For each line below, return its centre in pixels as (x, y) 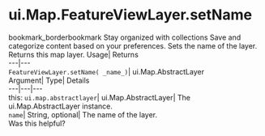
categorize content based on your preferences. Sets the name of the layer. (133, 45)
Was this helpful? (37, 123)
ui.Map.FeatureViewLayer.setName (130, 15)
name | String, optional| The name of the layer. (83, 114)
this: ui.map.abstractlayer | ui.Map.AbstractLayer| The (100, 97)
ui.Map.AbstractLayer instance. (61, 106)
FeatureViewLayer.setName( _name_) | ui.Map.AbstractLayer (107, 71)
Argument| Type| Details (49, 80)
